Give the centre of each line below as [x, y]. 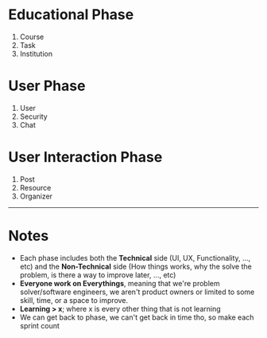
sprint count [39, 325]
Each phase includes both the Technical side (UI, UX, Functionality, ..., [135, 257]
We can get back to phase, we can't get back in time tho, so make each [137, 317]
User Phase [47, 86]
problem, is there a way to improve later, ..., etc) [98, 275]
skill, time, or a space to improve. [74, 300]
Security [33, 116]
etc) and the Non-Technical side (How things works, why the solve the [135, 266]
